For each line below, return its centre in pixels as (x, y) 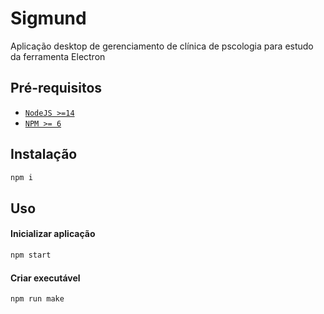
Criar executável (45, 278)
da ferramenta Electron (58, 56)
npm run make (37, 299)
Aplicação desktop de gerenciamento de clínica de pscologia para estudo (162, 46)
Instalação (44, 154)
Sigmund (48, 18)
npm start (31, 255)
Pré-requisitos (56, 88)
